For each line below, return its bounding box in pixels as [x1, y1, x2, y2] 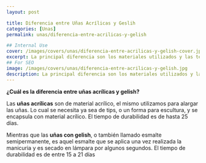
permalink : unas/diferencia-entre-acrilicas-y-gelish [6, 31, 147, 37]
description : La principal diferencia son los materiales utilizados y [6, 71, 193, 77]
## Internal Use [6, 42, 48, 49]
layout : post [6, 9, 40, 15]
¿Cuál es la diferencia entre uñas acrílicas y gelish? [6, 88, 140, 95]
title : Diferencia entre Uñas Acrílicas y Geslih [6, 20, 136, 26]
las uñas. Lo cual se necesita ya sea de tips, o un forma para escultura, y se [6, 106, 198, 113]
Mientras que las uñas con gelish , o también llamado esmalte [6, 131, 162, 138]
